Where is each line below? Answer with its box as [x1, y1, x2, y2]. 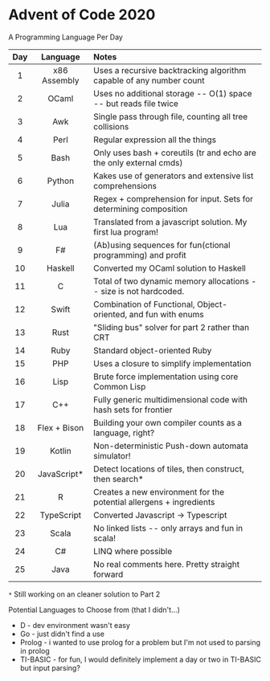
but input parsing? [19, 663, 80, 672]
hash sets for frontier [93, 404, 173, 415]
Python [47, 175, 75, 186]
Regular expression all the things [93, 134, 217, 145]
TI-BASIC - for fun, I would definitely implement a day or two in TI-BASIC [19, 654, 261, 664]
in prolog [19, 646, 50, 655]
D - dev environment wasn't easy [19, 620, 130, 630]
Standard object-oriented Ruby [93, 345, 212, 356]
